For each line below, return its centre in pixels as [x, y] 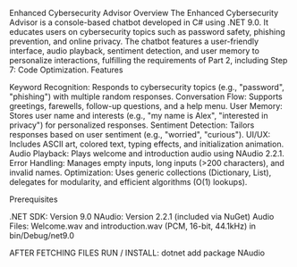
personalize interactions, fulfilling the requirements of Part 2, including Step [148, 60]
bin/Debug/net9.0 [42, 235]
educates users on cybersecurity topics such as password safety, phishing [148, 32]
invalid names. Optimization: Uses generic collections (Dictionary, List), [140, 172]
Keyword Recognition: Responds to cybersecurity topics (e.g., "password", [147, 87]
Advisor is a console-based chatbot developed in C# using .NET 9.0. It [139, 22]
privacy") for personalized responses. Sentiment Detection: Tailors [132, 125]
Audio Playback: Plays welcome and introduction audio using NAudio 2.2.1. [147, 154]
